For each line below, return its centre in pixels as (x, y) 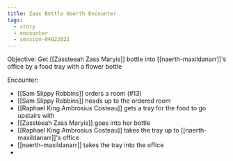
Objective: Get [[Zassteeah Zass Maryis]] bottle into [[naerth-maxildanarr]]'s (117, 59)
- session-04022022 (42, 40)
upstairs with (36, 116)
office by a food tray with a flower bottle (65, 67)
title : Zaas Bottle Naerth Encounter (62, 14)
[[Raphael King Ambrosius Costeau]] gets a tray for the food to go (112, 108)
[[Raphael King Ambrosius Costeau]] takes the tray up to (98, 130)
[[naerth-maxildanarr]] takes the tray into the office (90, 145)
